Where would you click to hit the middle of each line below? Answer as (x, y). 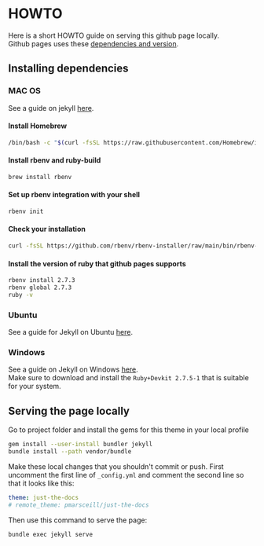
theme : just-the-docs (44, 497)
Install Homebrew (38, 126)
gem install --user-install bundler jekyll (81, 445)
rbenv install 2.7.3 (42, 280)
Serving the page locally (69, 410)
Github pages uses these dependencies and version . (93, 43)
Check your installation (47, 229)
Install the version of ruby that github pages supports (97, 263)
